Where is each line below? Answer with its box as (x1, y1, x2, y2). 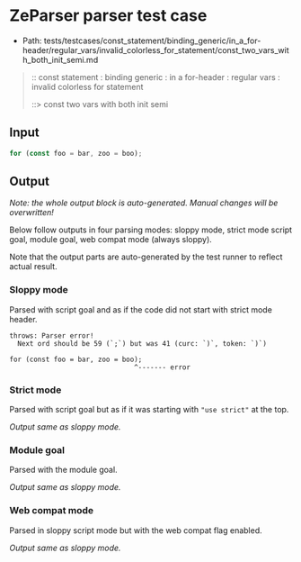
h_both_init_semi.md (22, 54, 99, 65)
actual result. (9, 261, 58, 272)
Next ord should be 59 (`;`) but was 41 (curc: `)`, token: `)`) (17, 339, 268, 348)
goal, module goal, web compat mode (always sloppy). (9, 234, 213, 245)
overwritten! (9, 207, 54, 218)
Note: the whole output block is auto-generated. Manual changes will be (9, 197, 279, 208)
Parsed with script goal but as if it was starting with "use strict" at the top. (9, 404, 289, 415)
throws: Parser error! (9, 331, 94, 340)
